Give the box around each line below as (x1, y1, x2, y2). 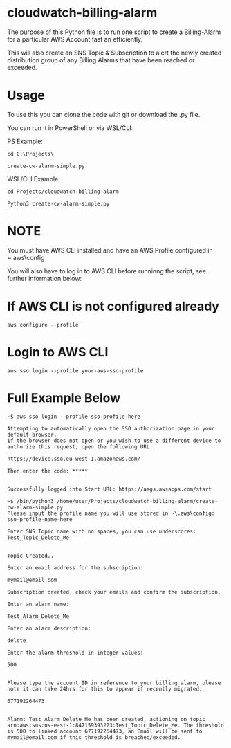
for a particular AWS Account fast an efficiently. (7, 35, 143, 43)
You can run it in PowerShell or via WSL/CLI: (7, 123, 133, 132)
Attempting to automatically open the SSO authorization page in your (7, 425, 215, 432)
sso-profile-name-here (7, 516, 73, 523)
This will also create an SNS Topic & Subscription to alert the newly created (7, 48, 222, 57)
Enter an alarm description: (7, 625, 91, 632)
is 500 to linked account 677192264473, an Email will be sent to (7, 728, 203, 735)
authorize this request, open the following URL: (7, 443, 154, 450)
